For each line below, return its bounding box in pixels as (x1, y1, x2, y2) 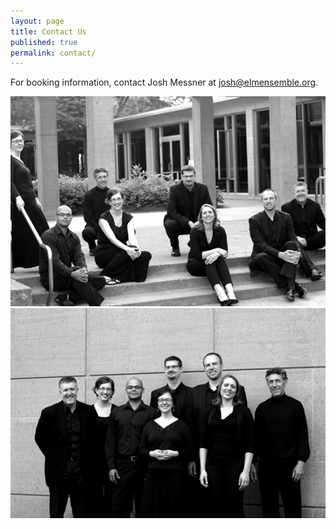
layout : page (10, 16, 65, 26)
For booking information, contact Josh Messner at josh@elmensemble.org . (10, 76, 319, 89)
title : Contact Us (10, 26, 87, 37)
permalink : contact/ (10, 48, 97, 58)
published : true (10, 37, 78, 47)
